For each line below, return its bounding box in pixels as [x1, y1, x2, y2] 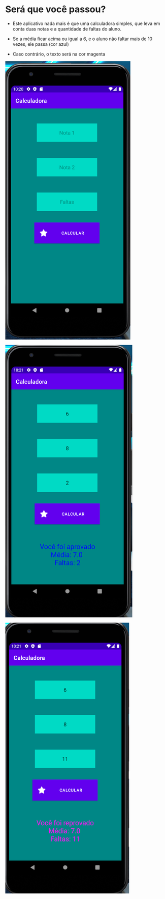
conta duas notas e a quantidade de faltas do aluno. [12, 25, 122, 32]
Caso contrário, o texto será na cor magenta [12, 51, 106, 57]
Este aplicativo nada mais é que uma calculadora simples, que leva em [12, 20, 160, 26]
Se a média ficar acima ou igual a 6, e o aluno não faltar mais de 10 [12, 36, 153, 42]
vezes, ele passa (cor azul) [12, 41, 70, 47]
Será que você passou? [5, 4, 106, 15]
